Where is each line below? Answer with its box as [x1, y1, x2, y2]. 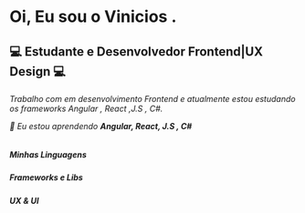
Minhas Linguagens [9, 148, 87, 160]
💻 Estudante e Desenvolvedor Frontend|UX [9, 44, 263, 59]
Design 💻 [9, 64, 66, 79]
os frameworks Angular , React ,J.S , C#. [9, 103, 163, 115]
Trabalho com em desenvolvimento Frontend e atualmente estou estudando [9, 94, 296, 105]
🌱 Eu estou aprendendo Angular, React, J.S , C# [9, 121, 193, 132]
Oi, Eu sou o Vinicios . [9, 6, 177, 27]
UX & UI [9, 195, 39, 206]
